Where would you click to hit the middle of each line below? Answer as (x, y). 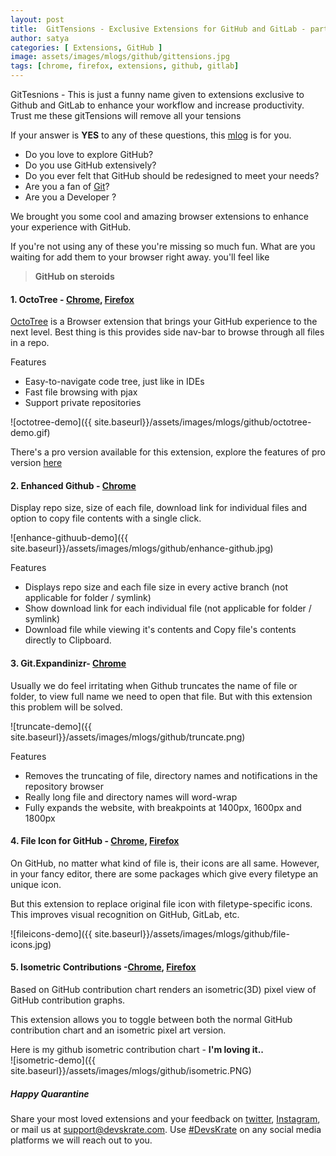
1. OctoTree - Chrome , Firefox (72, 299)
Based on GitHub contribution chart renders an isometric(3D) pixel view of (163, 990)
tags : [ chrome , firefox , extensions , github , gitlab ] (125, 66)
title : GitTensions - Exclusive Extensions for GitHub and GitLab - (158, 29)
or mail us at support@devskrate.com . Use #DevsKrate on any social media (166, 1129)
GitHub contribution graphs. (68, 1000)
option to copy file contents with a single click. (106, 518)
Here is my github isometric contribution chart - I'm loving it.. (137, 1050)
